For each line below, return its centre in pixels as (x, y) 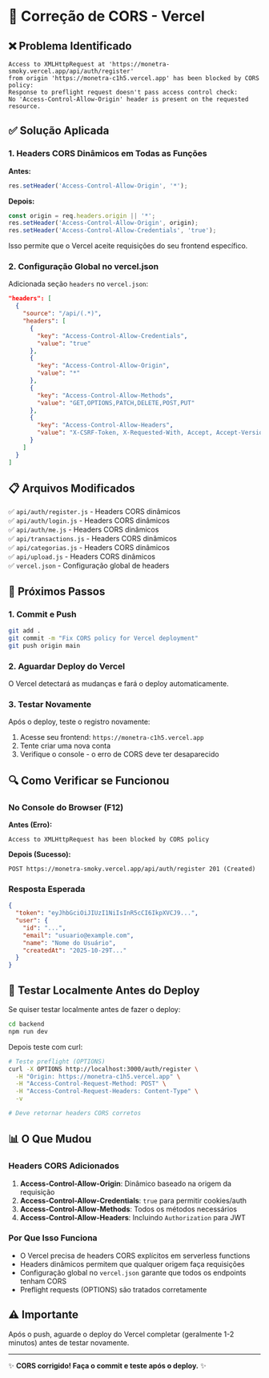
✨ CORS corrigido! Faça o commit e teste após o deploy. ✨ (107, 1365)
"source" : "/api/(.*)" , (62, 314)
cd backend (26, 1024)
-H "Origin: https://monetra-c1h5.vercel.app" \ (98, 1076)
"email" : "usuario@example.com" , (78, 935)
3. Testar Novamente (50, 704)
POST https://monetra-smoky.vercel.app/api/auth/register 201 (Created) (132, 869)
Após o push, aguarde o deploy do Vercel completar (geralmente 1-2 (121, 1334)
